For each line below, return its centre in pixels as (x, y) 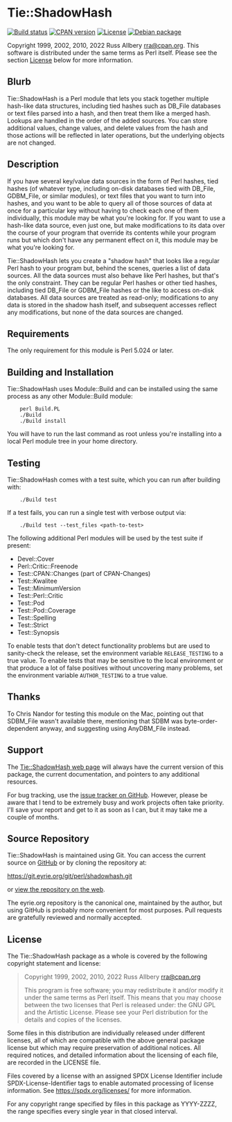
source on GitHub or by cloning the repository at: (77, 862)
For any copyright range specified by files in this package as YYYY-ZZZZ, (112, 1104)
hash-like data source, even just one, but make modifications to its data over (116, 225)
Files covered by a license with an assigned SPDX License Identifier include (115, 1076)
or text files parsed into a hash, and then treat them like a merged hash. (109, 113)
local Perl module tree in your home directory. (72, 442)
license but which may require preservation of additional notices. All (104, 1048)
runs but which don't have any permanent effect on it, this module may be (113, 239)
